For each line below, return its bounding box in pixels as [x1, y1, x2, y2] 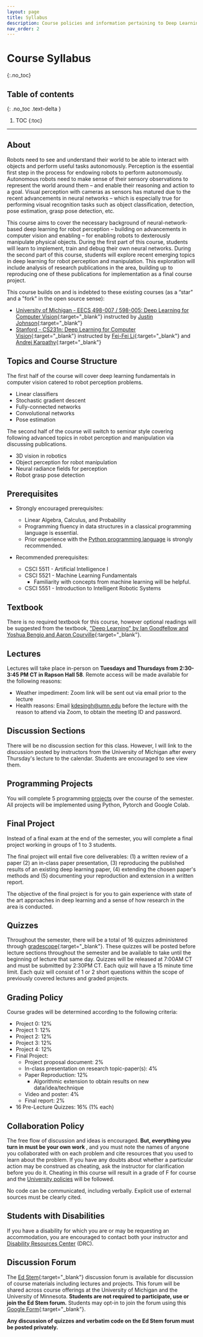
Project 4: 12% [15, 1045, 52, 1053]
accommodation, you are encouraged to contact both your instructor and [7, 1233, 189, 1240]
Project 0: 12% [15, 1020, 52, 1027]
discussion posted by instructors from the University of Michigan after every [7, 748, 196, 755]
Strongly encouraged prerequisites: [15, 505, 104, 512]
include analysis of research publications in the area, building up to [7, 264, 173, 271]
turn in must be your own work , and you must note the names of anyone [7, 1143, 189, 1150]
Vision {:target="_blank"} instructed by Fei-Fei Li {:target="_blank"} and [15, 332, 191, 339]
